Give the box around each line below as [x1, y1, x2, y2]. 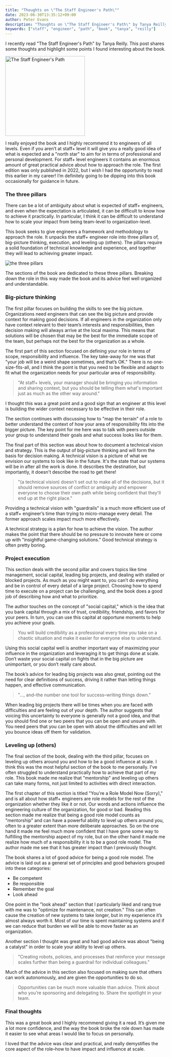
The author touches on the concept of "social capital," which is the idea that [5, 603, 165, 609]
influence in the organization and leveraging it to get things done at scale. [5, 650, 159, 656]
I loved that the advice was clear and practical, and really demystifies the [5, 1040, 159, 1046]
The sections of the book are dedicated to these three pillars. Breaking [5, 270, 154, 276]
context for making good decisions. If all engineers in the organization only [5, 316, 162, 322]
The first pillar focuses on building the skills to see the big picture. [5, 305, 144, 312]
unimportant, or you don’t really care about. [5, 661, 97, 667]
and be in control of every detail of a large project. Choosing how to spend [5, 583, 162, 589]
